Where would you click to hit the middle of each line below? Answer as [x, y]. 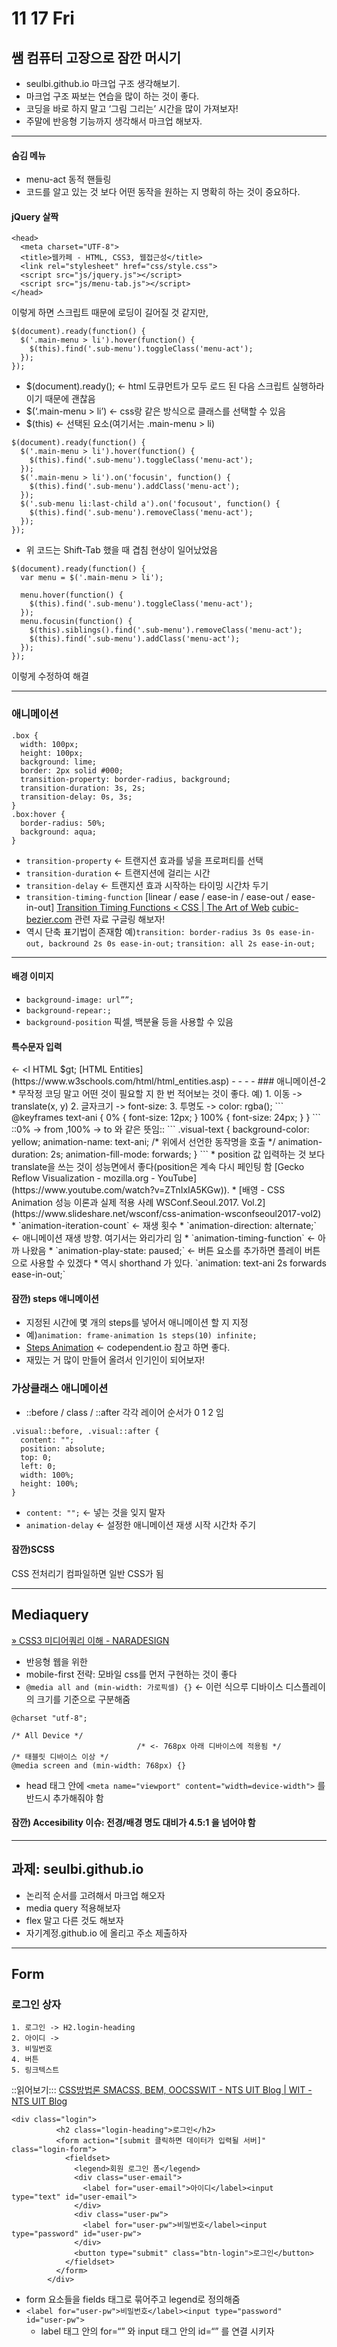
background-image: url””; [79, 1000]
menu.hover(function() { [72, 595]
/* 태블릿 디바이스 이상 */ [60, 1757]
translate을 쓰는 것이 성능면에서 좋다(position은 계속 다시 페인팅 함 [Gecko [158, 1167]
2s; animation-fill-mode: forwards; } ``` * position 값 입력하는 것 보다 [188, 1154]
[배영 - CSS [262, 1190]
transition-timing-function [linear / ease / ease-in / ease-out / [157, 896]
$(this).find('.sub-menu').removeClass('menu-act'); [141, 513]
